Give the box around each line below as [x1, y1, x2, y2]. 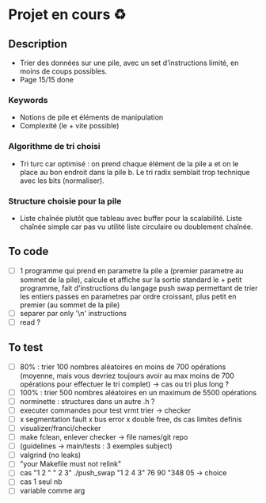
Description [8, 37, 67, 51]
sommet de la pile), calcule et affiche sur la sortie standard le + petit [19, 275, 242, 284]
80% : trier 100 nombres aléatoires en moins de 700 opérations [19, 362, 226, 372]
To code [8, 245, 49, 258]
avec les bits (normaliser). [19, 176, 104, 185]
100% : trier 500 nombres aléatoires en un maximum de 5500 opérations [19, 387, 257, 397]
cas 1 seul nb [19, 477, 63, 486]
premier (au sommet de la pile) [19, 299, 120, 310]
